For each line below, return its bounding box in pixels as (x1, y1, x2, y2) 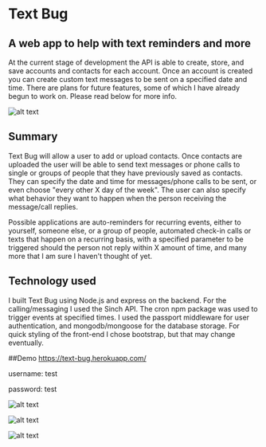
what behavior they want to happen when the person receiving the (8, 193, 227, 203)
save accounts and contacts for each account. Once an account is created (8, 66, 253, 76)
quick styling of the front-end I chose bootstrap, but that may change (8, 329, 236, 339)
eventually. (8, 338, 44, 347)
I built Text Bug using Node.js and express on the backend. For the (8, 296, 227, 305)
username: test (8, 368, 58, 378)
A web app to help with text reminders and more (8, 37, 252, 50)
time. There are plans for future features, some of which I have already (8, 83, 241, 92)
